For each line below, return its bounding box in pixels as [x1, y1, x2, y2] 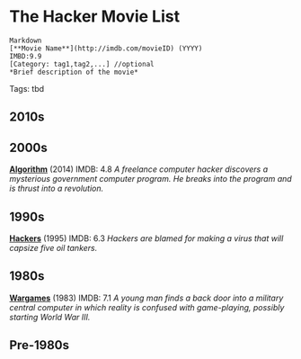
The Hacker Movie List [9, 6, 181, 27]
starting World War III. [9, 311, 91, 322]
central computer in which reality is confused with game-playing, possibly [9, 301, 285, 312]
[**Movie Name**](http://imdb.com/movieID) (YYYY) [9, 43, 203, 53]
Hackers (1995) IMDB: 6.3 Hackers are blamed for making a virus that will [9, 232, 284, 244]
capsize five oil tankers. [9, 242, 98, 253]
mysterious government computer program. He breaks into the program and [9, 174, 292, 184]
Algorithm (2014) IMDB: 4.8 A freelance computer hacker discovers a [9, 164, 269, 175]
